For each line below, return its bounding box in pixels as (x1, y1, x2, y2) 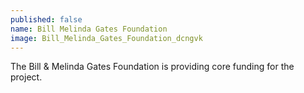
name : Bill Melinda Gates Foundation (10, 24, 168, 34)
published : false (10, 14, 83, 25)
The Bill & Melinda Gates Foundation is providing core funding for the (10, 61, 295, 73)
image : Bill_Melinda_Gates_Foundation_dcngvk (10, 33, 203, 43)
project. (10, 71, 43, 83)
